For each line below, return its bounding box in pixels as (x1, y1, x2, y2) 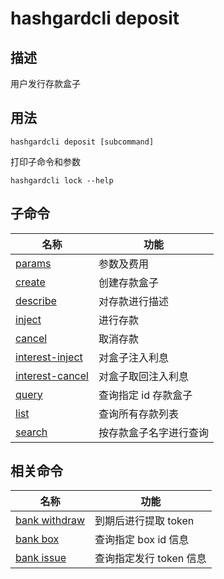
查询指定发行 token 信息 (94, 552, 207, 566)
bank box (15, 532, 60, 546)
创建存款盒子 (98, 275, 159, 289)
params (15, 256, 52, 270)
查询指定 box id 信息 (94, 533, 190, 547)
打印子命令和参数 (10, 155, 81, 167)
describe (15, 293, 57, 307)
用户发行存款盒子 (10, 78, 81, 89)
